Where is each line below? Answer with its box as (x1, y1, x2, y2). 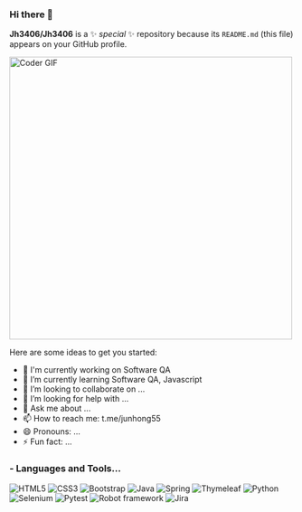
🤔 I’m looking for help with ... (22, 393, 129, 404)
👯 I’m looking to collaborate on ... (22, 384, 146, 394)
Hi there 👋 (9, 8, 54, 21)
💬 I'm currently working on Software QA (22, 365, 171, 375)
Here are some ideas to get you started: (9, 347, 158, 358)
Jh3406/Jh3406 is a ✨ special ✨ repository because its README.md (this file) (9, 29, 294, 40)
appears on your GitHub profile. (9, 39, 127, 50)
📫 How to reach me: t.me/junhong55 (22, 413, 161, 424)
